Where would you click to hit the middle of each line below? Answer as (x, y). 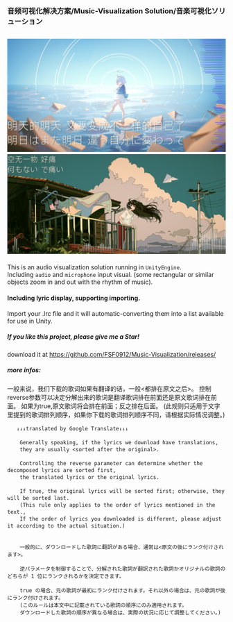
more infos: (24, 370)
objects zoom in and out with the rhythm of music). (80, 282)
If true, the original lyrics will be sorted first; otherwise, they (122, 491)
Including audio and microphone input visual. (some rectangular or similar (111, 275)
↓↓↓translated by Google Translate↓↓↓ (72, 428)
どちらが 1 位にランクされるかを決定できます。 (66, 576)
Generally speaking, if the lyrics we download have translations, (119, 442)
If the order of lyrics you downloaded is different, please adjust (121, 519)
